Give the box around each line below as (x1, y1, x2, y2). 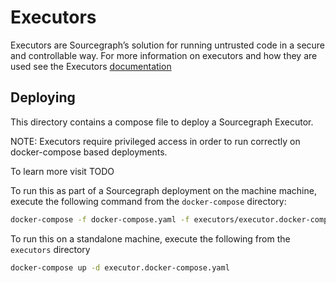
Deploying (10, 89, 76, 106)
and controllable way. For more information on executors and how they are (10, 49, 318, 61)
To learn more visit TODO (10, 165, 115, 177)
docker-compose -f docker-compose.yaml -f (10, 214, 190, 225)
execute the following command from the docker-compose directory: (10, 195, 287, 207)
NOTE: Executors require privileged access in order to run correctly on (10, 135, 301, 147)
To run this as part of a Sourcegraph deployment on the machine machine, (10, 184, 317, 196)
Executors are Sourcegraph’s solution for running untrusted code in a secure (10, 39, 326, 51)
